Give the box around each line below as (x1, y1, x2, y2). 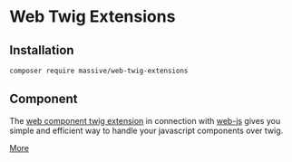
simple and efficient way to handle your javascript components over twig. (9, 125, 284, 136)
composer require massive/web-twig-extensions (9, 66, 189, 75)
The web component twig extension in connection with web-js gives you (9, 115, 281, 126)
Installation (9, 43, 74, 58)
